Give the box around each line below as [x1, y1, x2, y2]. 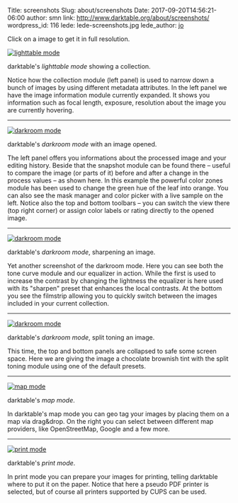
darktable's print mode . [7, 459, 76, 467]
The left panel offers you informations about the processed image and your [7, 154, 227, 162]
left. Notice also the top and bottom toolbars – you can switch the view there [7, 199, 230, 207]
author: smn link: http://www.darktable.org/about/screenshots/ [26, 13, 210, 22]
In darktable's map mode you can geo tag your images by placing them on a [7, 410, 229, 418]
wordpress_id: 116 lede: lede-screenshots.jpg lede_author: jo [7, 21, 184, 29]
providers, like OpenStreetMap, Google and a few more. [7, 424, 170, 433]
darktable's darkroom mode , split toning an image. [7, 333, 155, 342]
